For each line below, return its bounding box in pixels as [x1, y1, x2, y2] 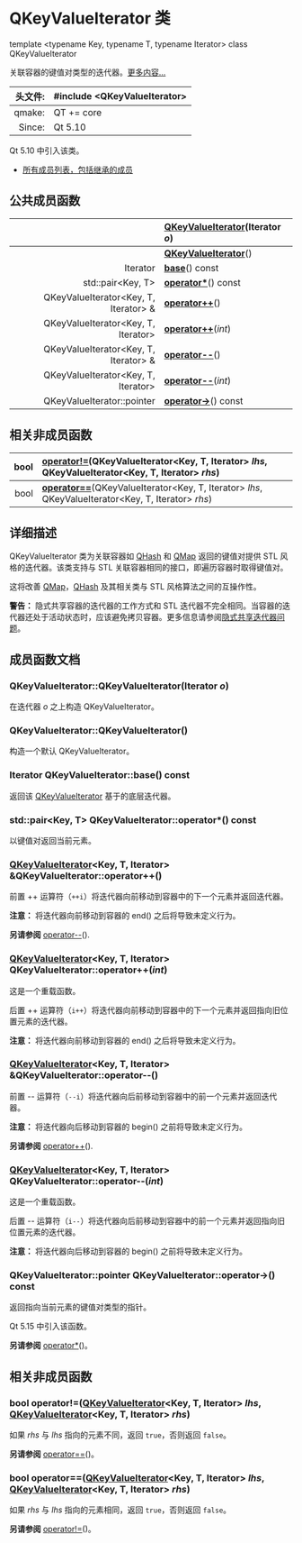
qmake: [13, 105, 45, 118]
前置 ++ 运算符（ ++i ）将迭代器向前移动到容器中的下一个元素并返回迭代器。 [9, 891, 289, 902]
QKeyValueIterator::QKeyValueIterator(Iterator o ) [9, 680, 229, 692]
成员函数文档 [9, 652, 81, 667]
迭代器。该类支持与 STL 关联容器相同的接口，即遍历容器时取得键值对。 [24, 562, 289, 573]
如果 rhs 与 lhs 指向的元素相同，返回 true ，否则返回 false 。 [9, 1504, 232, 1515]
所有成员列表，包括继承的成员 [22, 164, 133, 175]
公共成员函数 [9, 193, 81, 208]
